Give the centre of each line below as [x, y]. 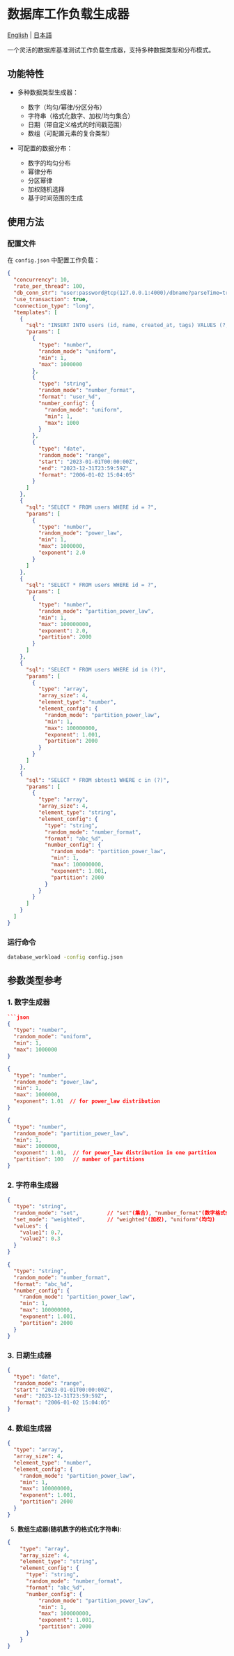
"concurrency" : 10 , [42, 280]
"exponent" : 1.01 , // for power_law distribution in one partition [115, 1153]
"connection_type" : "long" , [54, 306]
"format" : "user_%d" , [69, 397]
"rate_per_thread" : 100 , [49, 286]
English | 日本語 [30, 35]
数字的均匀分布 [49, 163]
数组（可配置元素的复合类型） [70, 133]
